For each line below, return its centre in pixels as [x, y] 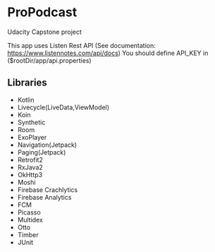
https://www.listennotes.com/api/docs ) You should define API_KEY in [108, 53]
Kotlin [26, 100]
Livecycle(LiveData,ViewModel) [63, 107]
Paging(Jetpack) [42, 152]
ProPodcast [42, 12]
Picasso [29, 212]
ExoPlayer [32, 137]
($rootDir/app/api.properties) [49, 60]
